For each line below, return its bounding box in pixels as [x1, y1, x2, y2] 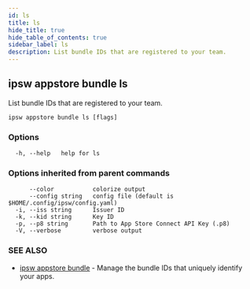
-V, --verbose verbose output [15, 227, 143, 235]
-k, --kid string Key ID [15, 213, 114, 221]
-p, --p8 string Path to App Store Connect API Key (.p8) [15, 220, 230, 228]
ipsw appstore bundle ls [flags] [8, 113, 118, 121]
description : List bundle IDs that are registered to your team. [8, 48, 226, 56]
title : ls [8, 19, 41, 27]
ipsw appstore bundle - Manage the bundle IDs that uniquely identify [19, 263, 243, 272]
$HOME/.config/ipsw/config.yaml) [8, 199, 118, 207]
